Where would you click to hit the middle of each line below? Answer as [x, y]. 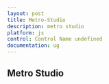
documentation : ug [33, 45]
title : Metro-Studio [37, 20]
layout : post [26, 13]
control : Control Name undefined [55, 39]
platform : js [26, 33]
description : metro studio [46, 26]
